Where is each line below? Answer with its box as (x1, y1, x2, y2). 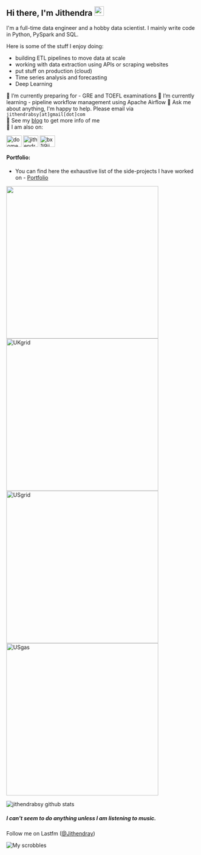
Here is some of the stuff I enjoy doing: (6, 42, 104, 49)
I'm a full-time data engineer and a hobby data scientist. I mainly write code (6, 24, 196, 31)
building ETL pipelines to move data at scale (15, 54, 126, 62)
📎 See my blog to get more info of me (6, 116, 100, 124)
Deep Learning (15, 80, 53, 87)
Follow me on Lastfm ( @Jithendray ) (6, 829, 95, 837)
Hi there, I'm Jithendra (6, 8, 93, 18)
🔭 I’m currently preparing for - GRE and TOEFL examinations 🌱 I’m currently (6, 92, 195, 99)
